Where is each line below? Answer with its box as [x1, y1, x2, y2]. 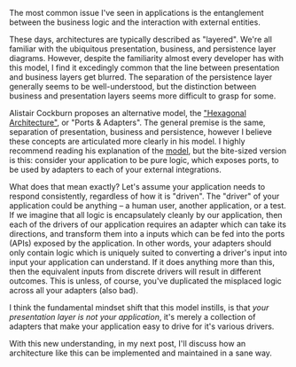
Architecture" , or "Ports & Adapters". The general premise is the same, [9, 117, 266, 128]
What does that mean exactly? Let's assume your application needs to [9, 182, 266, 191]
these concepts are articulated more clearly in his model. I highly [9, 137, 245, 146]
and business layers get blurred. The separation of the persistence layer [9, 72, 273, 82]
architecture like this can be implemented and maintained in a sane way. [9, 347, 273, 358]
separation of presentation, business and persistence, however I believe [9, 127, 272, 137]
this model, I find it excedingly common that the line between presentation [9, 62, 280, 73]
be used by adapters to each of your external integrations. [9, 164, 222, 175]
